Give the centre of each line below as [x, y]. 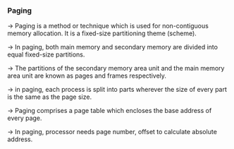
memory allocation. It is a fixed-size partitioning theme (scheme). [102, 33]
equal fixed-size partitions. [46, 54]
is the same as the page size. [50, 97]
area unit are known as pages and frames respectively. [87, 76]
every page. [25, 118]
